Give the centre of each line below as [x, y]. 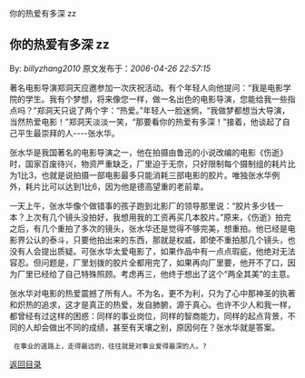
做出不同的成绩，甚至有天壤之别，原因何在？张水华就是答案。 [164, 327]
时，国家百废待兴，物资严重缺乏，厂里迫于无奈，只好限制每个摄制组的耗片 [148, 164]
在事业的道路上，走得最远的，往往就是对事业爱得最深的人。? [110, 346]
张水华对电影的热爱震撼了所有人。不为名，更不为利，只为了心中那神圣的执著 [152, 293]
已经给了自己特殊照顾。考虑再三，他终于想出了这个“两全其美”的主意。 [164, 274]
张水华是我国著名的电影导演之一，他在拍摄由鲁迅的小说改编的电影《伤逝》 [148, 152]
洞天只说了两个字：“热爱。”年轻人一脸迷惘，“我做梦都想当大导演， [167, 110]
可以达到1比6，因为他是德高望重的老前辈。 [128, 186]
